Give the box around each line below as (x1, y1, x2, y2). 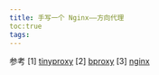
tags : (9, 30, 30, 39)
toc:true (9, 22, 42, 31)
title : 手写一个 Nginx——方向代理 (9, 13, 125, 23)
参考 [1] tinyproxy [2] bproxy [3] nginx (9, 56, 151, 67)
